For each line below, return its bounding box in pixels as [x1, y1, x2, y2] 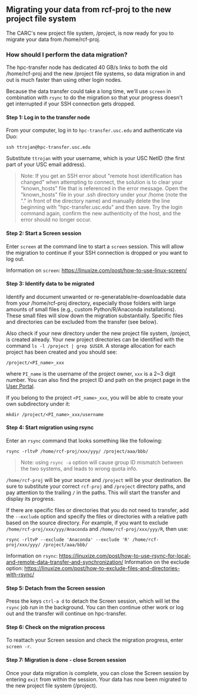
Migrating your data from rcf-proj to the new [6, 5, 172, 15]
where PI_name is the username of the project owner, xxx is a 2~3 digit [6, 370, 176, 377]
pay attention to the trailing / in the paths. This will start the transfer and [6, 488, 181, 496]
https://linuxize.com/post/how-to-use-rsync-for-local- [58, 552, 191, 559]
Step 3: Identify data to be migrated [6, 280, 95, 287]
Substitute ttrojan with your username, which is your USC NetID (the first [6, 155, 185, 162]
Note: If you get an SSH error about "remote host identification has [20, 172, 182, 179]
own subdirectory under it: [6, 400, 71, 407]
